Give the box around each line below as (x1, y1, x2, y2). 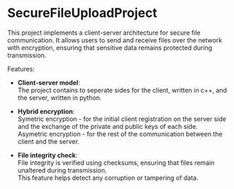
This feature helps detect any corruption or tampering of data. (17, 173, 199, 182)
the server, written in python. (17, 93, 103, 102)
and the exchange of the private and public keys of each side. (17, 122, 198, 130)
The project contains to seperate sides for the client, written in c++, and (17, 86, 228, 94)
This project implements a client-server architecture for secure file (7, 28, 201, 37)
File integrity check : (17, 151, 78, 159)
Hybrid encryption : (17, 107, 76, 115)
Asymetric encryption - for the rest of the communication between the (17, 130, 223, 138)
